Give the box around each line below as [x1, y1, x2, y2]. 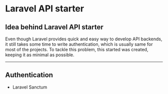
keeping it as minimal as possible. [5, 52, 74, 58]
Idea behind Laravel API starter [5, 23, 103, 31]
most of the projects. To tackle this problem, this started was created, [5, 47, 148, 52]
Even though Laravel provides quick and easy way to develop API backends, [5, 36, 162, 42]
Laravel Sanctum [12, 84, 47, 90]
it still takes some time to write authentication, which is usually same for [5, 41, 153, 47]
